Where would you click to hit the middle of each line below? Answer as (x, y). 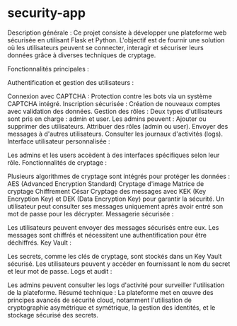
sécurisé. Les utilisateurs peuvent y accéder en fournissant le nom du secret (119, 264)
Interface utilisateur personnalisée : (59, 141)
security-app (47, 13)
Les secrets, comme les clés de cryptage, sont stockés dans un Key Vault (115, 256)
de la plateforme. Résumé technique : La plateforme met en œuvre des (110, 292)
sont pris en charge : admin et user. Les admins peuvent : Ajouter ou (107, 119)
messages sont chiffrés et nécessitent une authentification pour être (107, 235)
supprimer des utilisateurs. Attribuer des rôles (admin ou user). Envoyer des (118, 126)
